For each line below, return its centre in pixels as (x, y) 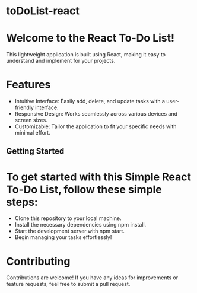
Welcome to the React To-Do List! (90, 38)
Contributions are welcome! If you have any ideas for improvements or (92, 278)
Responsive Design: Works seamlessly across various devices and (96, 114)
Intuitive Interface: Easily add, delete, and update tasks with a (90, 101)
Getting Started (35, 152)
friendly (24, 107)
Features (28, 85)
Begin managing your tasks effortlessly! (63, 237)
